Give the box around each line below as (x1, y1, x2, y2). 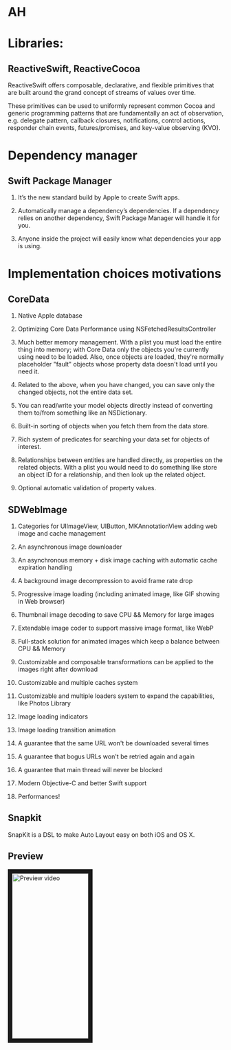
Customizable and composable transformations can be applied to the (17, 658, 214, 666)
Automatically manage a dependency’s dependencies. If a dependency (17, 207, 219, 215)
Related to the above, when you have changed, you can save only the (17, 381, 215, 389)
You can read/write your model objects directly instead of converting (17, 402, 213, 410)
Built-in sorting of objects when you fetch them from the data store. (17, 422, 209, 430)
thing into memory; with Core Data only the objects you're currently (17, 345, 209, 354)
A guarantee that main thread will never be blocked (17, 766, 163, 774)
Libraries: (8, 36, 64, 52)
